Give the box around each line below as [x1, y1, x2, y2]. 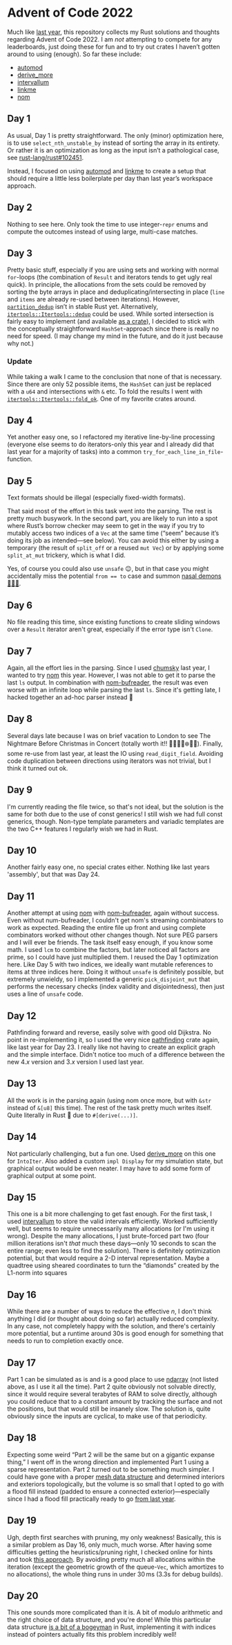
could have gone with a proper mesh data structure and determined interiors [7, 1472, 225, 1481]
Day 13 [7, 1077, 37, 1089]
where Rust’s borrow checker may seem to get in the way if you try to [7, 522, 205, 530]
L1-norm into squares [7, 1269, 68, 1277]
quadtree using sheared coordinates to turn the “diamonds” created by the [7, 1261, 220, 1269]
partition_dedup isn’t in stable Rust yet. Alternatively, [7, 303, 159, 311]
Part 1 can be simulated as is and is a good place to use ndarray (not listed [7, 1375, 219, 1384]
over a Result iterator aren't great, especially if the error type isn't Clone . [7, 625, 213, 633]
